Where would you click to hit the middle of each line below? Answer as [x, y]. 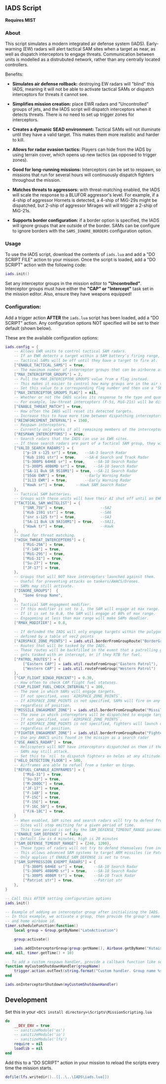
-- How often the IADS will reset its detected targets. [74, 411]
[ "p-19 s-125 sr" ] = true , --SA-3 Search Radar [75, 452]
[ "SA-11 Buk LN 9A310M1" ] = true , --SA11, [69, 522]
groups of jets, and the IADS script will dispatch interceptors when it [82, 109]
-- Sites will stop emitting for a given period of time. [75, 825]
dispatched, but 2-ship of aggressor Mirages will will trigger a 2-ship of [85, 205]
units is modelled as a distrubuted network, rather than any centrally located [83, 59]
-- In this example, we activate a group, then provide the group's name [83, 917]
